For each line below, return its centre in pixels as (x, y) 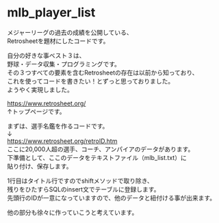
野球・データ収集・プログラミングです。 (64, 64)
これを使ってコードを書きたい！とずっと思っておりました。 (91, 81)
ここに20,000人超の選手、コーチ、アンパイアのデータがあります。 (101, 149)
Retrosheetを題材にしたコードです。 (58, 41)
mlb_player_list (51, 13)
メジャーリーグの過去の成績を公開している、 (70, 32)
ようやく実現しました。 (40, 90)
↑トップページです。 (36, 112)
